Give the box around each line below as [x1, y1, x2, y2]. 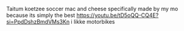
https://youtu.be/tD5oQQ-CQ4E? [76, 12, 159, 19]
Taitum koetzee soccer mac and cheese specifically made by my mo [6, 5, 179, 12]
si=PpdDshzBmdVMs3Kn [6, 18, 70, 25]
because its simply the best [6, 12, 76, 19]
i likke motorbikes [71, 18, 115, 25]
